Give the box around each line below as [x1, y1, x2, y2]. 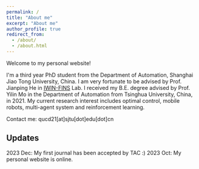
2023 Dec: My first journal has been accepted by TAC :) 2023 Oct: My [6, 149, 181, 156]
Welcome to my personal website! [6, 59, 91, 67]
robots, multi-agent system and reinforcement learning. [6, 103, 145, 111]
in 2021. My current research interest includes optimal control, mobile [6, 97, 180, 104]
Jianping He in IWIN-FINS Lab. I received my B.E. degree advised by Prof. [6, 84, 191, 91]
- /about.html [12, 43, 47, 49]
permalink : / [6, 9, 39, 15]
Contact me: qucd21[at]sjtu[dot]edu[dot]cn [6, 115, 114, 122]
